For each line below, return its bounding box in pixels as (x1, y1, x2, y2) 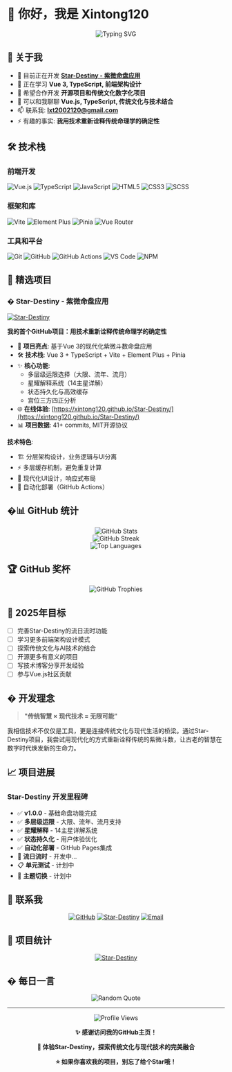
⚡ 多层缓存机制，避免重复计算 (17, 463, 102, 471)
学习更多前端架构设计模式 (17, 635, 90, 644)
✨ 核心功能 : (17, 361, 50, 369)
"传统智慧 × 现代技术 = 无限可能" (23, 712, 118, 721)
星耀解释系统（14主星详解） (27, 378, 107, 387)
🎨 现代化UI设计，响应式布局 (17, 474, 97, 482)
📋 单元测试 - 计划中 (17, 861, 75, 870)
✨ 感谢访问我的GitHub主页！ (75, 1028, 157, 1037)
